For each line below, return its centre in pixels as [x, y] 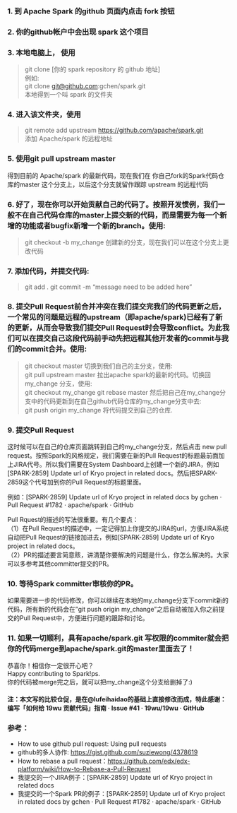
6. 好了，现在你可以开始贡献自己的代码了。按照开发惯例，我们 [113, 204]
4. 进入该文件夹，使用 [44, 114]
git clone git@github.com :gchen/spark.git [85, 86]
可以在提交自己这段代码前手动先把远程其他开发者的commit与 [118, 338]
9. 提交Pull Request [41, 430]
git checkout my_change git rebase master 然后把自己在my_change [122, 392]
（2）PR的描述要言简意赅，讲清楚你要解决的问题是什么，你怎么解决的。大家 [118, 554]
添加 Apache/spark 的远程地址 [68, 138]
